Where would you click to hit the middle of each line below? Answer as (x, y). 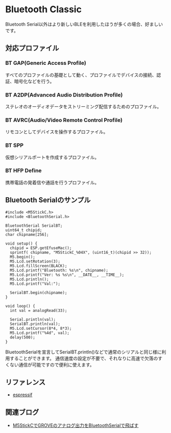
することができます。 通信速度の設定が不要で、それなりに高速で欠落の (84, 358)
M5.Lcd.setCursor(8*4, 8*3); (41, 328)
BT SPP (15, 146)
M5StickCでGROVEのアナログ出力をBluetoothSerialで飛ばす (76, 425)
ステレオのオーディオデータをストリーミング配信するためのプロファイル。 (83, 106)
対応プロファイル (32, 48)
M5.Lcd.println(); (30, 279)
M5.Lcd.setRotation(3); (35, 261)
